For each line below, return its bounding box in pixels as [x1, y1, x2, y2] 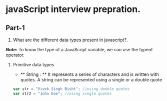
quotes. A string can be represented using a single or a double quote [20, 77, 162, 82]
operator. [5, 52, 24, 58]
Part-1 [5, 24, 25, 32]
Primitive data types [12, 62, 54, 67]
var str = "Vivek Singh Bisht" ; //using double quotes [12, 86, 130, 91]
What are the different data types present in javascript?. [12, 37, 128, 43]
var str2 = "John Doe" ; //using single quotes [12, 91, 112, 96]
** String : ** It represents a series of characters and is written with [20, 71, 159, 77]
